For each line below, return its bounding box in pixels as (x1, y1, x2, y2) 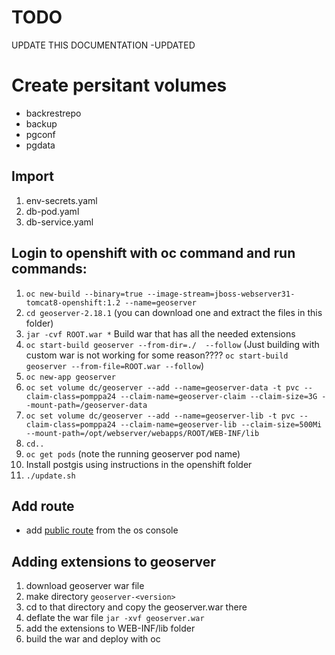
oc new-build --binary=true (25, 289, 143, 299)
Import (11, 168, 54, 185)
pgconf (25, 128, 56, 140)
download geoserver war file (25, 580, 145, 592)
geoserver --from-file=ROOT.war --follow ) (25, 359, 205, 371)
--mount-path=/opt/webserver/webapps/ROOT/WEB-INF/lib (25, 428, 260, 438)
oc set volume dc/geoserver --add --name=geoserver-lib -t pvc (25, 411, 296, 421)
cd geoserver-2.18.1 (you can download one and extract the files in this (25, 306, 323, 318)
